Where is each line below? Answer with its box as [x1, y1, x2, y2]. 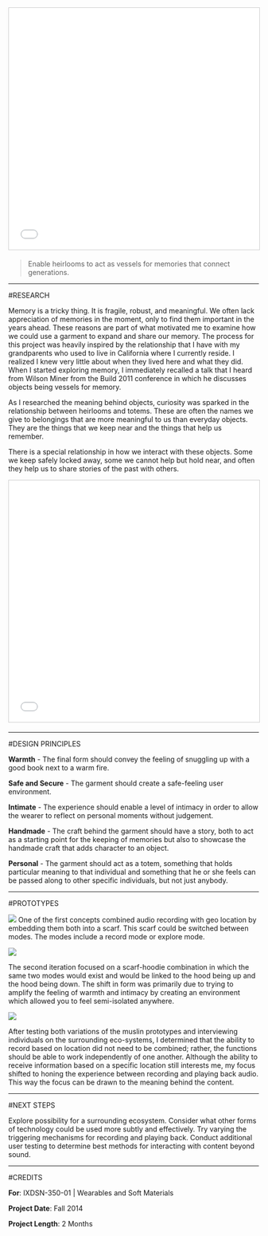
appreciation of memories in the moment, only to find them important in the [8, 314, 254, 324]
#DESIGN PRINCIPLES [8, 739, 81, 748]
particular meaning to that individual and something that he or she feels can [8, 868, 256, 876]
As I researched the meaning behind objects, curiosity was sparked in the [8, 398, 250, 407]
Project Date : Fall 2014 [8, 1203, 84, 1213]
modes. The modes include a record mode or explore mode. [8, 932, 205, 941]
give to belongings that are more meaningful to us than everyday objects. [8, 415, 248, 424]
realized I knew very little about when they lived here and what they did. [8, 357, 244, 366]
